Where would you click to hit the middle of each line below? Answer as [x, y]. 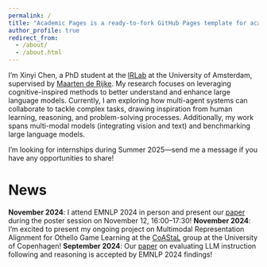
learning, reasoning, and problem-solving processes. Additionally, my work [131, 117]
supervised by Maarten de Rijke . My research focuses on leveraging [120, 83]
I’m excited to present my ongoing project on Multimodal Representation [126, 229]
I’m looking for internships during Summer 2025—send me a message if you [133, 149]
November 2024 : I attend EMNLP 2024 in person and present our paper [127, 212]
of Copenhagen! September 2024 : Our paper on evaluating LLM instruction [132, 246]
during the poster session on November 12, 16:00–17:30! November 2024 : [130, 220]
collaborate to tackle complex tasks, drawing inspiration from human [120, 109]
